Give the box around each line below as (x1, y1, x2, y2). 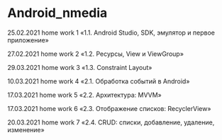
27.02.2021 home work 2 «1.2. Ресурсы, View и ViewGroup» (7, 49, 184, 58)
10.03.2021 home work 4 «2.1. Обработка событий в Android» (7, 76, 190, 86)
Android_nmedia (7, 5, 108, 21)
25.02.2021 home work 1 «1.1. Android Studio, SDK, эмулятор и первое (7, 28, 215, 37)
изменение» (7, 125, 45, 134)
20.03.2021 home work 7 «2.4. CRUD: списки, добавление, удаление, (7, 118, 215, 127)
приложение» (7, 35, 50, 44)
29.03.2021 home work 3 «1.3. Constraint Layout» (7, 63, 152, 71)
